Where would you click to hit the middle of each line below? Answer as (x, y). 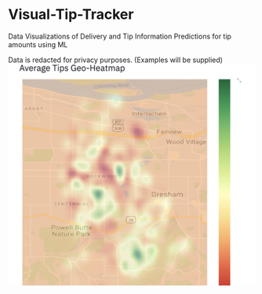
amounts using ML (38, 44)
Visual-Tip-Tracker (71, 15)
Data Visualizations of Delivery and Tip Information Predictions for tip (120, 36)
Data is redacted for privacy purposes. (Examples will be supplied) (116, 60)
